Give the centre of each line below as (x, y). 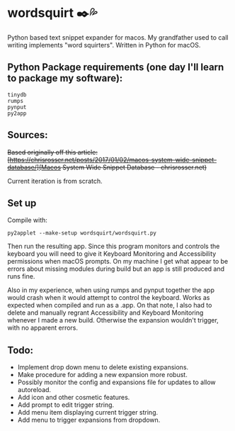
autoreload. (34, 390)
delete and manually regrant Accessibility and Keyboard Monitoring (105, 313)
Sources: (28, 135)
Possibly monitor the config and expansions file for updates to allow (116, 382)
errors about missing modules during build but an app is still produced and (116, 269)
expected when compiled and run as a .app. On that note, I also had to (110, 306)
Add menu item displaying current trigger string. (88, 413)
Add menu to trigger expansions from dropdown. (89, 420)
